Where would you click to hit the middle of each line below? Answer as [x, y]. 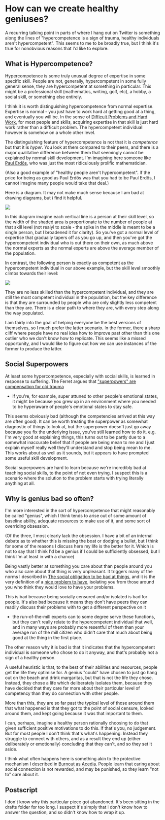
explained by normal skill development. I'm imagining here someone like [78, 158]
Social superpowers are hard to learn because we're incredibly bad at [76, 467]
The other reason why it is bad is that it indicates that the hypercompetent [80, 647]
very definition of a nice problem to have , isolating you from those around [80, 582]
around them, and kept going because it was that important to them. [74, 714]
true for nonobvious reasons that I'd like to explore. [57, 48]
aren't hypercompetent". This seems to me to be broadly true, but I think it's [82, 43]
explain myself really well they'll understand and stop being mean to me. [78, 447]
